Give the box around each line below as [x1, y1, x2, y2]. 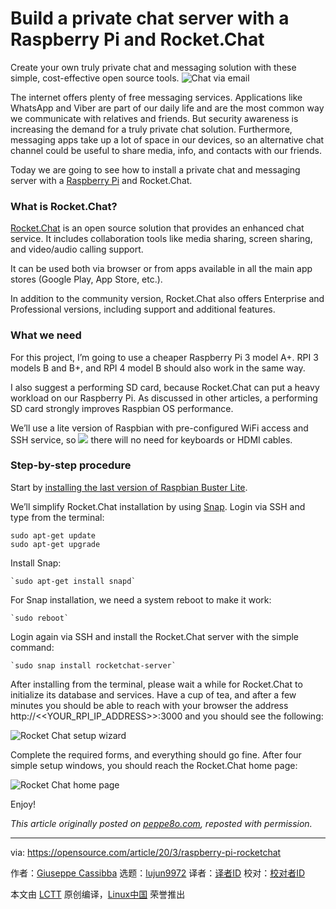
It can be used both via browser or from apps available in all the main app [10, 263, 313, 275]
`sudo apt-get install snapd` [10, 576, 137, 586]
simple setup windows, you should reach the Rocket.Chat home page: [10, 759, 298, 771]
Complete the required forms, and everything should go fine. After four [10, 748, 302, 761]
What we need [10, 328, 82, 342]
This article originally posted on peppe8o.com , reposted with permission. [10, 817, 313, 829]
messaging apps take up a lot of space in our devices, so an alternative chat [10, 133, 325, 146]
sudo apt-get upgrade [10, 539, 101, 549]
